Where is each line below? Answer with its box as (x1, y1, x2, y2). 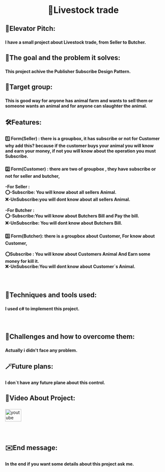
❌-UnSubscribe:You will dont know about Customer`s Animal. (5, 263, 135, 270)
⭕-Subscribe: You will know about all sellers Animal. (5, 189, 117, 195)
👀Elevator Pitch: (5, 24, 56, 33)
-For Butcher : (5, 207, 35, 213)
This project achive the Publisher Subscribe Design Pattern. (5, 68, 131, 74)
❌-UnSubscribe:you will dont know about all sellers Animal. (5, 196, 130, 203)
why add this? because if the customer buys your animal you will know (5, 143, 154, 149)
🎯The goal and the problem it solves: (5, 53, 120, 62)
